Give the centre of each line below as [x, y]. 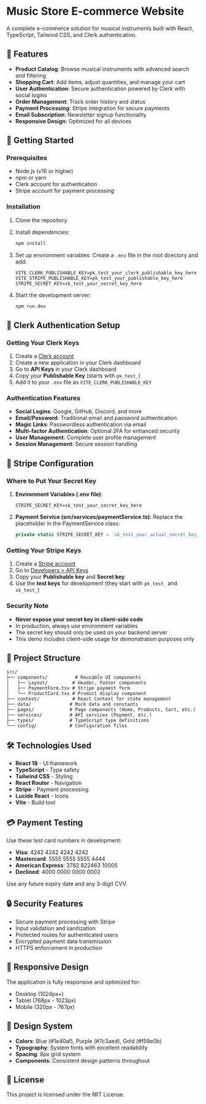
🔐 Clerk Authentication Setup [63, 325]
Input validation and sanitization [55, 928]
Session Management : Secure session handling [76, 444]
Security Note [28, 606]
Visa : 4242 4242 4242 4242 [52, 852]
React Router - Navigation [48, 783]
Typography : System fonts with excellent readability [82, 1048]
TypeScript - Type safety [47, 770]
